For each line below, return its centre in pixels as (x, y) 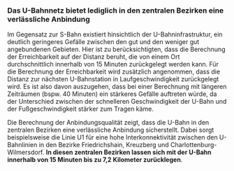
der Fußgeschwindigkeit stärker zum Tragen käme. (80, 109)
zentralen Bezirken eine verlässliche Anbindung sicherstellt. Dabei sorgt (111, 130)
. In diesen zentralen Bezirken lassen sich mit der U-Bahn (127, 152)
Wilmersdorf (25, 152)
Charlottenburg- (193, 145)
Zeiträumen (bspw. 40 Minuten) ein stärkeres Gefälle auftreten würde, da (112, 94)
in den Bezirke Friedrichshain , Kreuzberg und (104, 145)
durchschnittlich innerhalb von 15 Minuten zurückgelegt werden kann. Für (113, 64)
